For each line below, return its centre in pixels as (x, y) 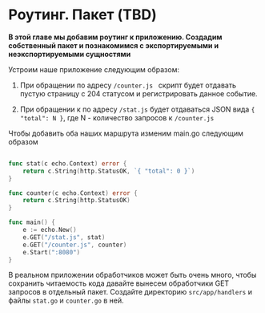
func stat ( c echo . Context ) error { (68, 163)
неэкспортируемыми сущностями (70, 54)
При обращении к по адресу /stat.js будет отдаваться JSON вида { (137, 109)
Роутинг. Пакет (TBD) (83, 15)
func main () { (32, 222)
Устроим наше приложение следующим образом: (94, 69)
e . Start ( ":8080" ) (52, 252)
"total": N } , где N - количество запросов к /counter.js (117, 117)
